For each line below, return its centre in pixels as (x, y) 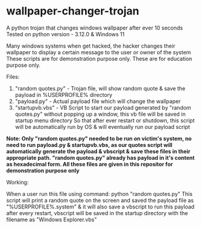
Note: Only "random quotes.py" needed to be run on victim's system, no (99, 138)
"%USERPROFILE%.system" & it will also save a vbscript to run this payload (101, 207)
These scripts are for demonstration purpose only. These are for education (99, 58)
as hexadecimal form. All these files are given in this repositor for (90, 164)
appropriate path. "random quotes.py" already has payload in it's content (101, 157)
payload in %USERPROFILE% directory (64, 95)
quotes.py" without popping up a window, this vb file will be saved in (100, 114)
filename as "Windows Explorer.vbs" (52, 219)
